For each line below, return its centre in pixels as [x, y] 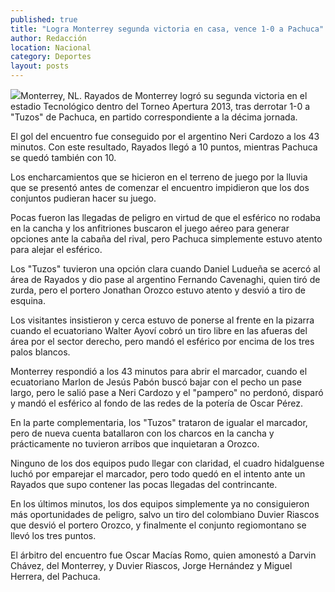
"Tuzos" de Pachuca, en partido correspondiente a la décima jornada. [154, 117]
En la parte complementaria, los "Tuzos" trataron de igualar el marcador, [159, 422]
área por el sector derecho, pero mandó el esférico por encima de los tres [162, 341]
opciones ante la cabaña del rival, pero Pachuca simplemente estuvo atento [166, 239]
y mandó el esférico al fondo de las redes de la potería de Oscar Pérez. [157, 403]
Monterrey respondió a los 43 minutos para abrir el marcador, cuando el [159, 371]
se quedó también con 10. [63, 157]
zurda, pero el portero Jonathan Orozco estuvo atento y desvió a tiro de [158, 290]
